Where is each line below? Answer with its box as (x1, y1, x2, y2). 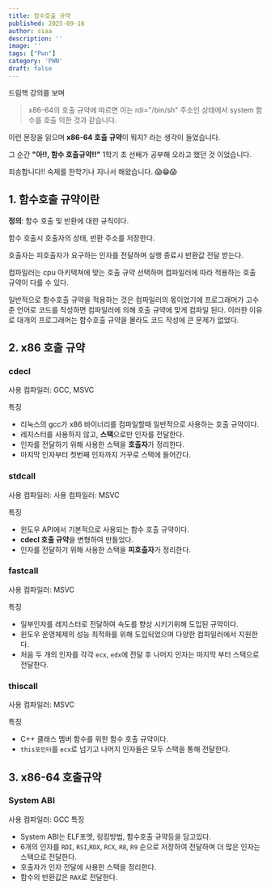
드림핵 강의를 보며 (8, 87, 65, 97)
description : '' (8, 34, 63, 43)
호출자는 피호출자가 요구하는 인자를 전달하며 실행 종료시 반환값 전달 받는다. (8, 250, 244, 260)
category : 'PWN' (8, 57, 63, 66)
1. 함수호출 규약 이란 (8, 193, 100, 206)
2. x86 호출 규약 (8, 341, 86, 355)
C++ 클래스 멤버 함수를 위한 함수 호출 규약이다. (19, 734, 168, 744)
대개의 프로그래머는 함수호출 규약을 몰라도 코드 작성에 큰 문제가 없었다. (16, 315, 239, 325)
